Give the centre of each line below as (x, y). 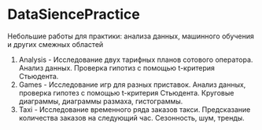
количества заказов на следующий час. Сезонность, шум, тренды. (131, 117)
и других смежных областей (55, 44)
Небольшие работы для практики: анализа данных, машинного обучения (131, 36)
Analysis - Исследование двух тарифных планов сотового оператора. (136, 60)
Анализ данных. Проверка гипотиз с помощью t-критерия (117, 67)
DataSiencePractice (74, 14)
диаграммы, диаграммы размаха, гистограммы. (101, 101)
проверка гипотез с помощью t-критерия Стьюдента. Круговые (126, 92)
